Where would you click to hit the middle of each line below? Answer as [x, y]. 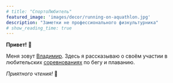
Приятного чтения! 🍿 [32, 74]
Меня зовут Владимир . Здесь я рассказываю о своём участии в [87, 56]
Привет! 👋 [19, 45]
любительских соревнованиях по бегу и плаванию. [71, 62]
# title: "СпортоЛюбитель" [39, 11]
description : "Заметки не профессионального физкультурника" [82, 22]
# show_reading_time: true [39, 28]
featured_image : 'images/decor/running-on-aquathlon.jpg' [78, 17]
